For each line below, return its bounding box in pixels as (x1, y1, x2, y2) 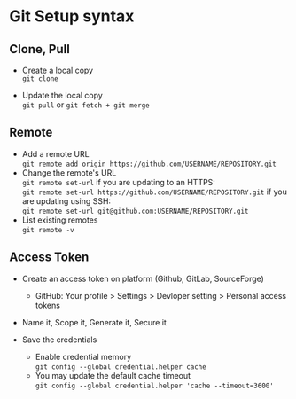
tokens (35, 300, 60, 310)
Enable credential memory (35, 351, 132, 362)
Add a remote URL (21, 148, 90, 159)
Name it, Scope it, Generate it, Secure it (21, 317, 167, 327)
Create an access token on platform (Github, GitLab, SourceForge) (21, 273, 264, 284)
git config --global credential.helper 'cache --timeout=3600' (35, 381, 275, 390)
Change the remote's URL (21, 167, 117, 178)
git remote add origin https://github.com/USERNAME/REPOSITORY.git (21, 160, 277, 168)
